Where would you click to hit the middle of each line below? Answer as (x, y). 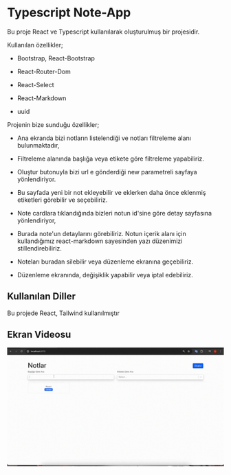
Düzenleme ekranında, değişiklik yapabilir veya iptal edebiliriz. (105, 275)
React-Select (35, 84)
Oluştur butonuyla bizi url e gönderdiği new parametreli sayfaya (107, 172)
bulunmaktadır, (38, 145)
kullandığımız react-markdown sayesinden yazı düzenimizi (100, 241)
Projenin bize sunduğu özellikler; (53, 124)
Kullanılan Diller (42, 297)
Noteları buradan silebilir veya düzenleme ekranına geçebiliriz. (105, 262)
